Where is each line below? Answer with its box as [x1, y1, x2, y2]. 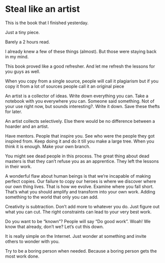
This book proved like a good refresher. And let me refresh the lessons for [5, 63, 155, 69]
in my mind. [5, 53, 29, 60]
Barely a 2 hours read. [5, 38, 50, 45]
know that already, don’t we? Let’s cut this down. [5, 224, 104, 229]
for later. [5, 109, 22, 114]
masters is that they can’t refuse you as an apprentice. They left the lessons [5, 158, 159, 164]
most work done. [5, 253, 39, 259]
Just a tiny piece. [5, 29, 40, 35]
